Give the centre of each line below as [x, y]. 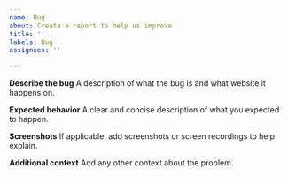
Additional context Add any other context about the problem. [121, 163]
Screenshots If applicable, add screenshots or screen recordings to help [142, 136]
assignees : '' [35, 50]
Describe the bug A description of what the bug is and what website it [137, 83]
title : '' [27, 34]
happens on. [32, 93]
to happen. [29, 119]
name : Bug [27, 17]
